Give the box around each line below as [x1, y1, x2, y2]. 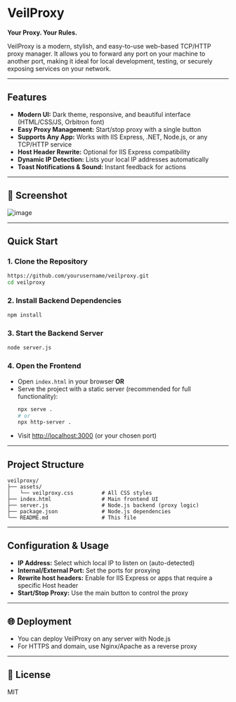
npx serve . [17, 405, 53, 413]
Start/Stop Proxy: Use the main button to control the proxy [17, 589, 188, 597]
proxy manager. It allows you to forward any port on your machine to [7, 49, 206, 58]
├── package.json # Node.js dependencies [7, 508, 171, 515]
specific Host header [17, 581, 79, 589]
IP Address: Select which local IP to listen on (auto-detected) [17, 558, 195, 567]
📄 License [7, 669, 51, 681]
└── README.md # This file [7, 515, 137, 522]
